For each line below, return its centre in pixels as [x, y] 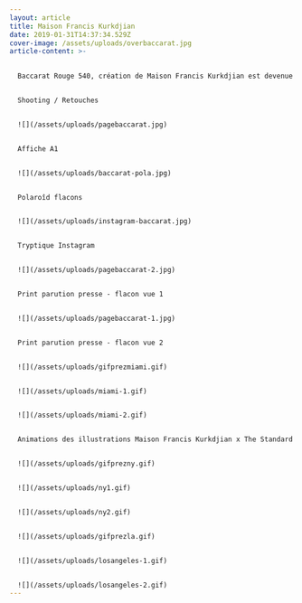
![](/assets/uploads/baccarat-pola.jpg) [94, 173]
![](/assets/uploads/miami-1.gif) [82, 391]
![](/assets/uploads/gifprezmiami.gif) [93, 367]
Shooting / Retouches [58, 100]
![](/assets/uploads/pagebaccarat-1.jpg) [97, 318]
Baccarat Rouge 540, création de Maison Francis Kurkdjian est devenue [156, 76]
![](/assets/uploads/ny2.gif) [74, 512]
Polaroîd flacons [50, 197]
